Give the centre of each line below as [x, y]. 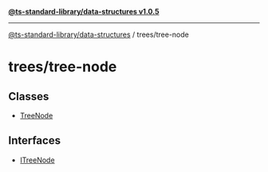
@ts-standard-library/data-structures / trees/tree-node [99, 34]
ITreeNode [37, 160]
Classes [29, 96]
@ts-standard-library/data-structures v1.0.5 [84, 12]
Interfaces [35, 140]
